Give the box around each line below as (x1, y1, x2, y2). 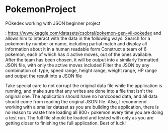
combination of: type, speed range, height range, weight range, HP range (5, 67, 157, 74)
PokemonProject (5, 4, 76, 15)
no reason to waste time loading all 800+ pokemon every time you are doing (5, 109, 163, 115)
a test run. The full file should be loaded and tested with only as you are (5, 114, 154, 120)
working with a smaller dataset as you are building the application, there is (5, 104, 159, 110)
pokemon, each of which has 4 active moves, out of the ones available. (5, 51, 153, 57)
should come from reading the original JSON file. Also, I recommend (5, 98, 147, 104)
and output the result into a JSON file (5, 73, 82, 79)
